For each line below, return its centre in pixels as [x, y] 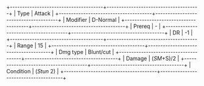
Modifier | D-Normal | [93, 20]
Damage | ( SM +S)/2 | [153, 58]
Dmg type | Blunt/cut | [86, 52]
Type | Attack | [36, 13]
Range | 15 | [32, 45]
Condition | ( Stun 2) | [33, 71]
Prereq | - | [147, 26]
